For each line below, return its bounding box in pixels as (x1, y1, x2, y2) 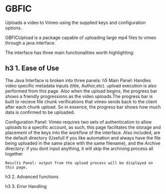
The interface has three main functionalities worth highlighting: (5, 49, 134, 55)
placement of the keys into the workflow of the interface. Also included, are (5, 129, 161, 135)
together (5, 150, 23, 156)
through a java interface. (5, 39, 56, 45)
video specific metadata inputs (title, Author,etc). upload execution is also (5, 82, 156, 88)
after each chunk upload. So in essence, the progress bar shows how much (5, 103, 161, 110)
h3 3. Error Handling (5, 183, 47, 189)
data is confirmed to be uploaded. (5, 109, 75, 115)
